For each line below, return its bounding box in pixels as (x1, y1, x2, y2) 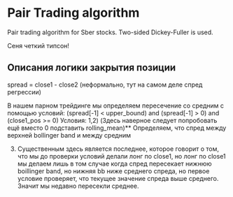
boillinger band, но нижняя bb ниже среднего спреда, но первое (17, 166, 210, 175)
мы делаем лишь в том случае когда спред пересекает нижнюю (17, 159, 212, 168)
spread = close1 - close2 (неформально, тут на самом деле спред (7, 80, 203, 89)
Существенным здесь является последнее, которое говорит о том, (17, 145, 219, 153)
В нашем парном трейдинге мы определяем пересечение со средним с (7, 101, 224, 110)
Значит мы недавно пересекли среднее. (17, 182, 139, 190)
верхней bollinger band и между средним (7, 131, 132, 139)
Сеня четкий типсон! (7, 41, 70, 50)
